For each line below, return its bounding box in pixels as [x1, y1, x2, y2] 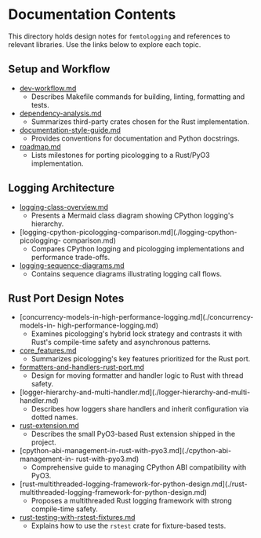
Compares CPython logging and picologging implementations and [31, 243, 245, 253]
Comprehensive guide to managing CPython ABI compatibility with [31, 463, 247, 472]
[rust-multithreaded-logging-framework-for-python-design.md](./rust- [19, 479, 248, 489]
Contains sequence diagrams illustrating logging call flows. [31, 269, 222, 278]
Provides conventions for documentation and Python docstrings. [31, 134, 240, 143]
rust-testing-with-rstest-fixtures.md [19, 513, 136, 522]
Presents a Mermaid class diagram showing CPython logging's [31, 210, 234, 220]
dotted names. [31, 412, 78, 422]
